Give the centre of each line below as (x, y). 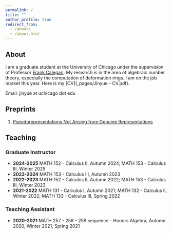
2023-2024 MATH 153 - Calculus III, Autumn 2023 (66, 174)
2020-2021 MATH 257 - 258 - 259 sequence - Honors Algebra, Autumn (89, 220)
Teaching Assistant (30, 209)
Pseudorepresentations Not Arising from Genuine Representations (83, 121)
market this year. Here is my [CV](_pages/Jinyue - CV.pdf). (68, 83)
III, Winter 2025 (29, 169)
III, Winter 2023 (29, 185)
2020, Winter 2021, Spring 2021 (46, 226)
